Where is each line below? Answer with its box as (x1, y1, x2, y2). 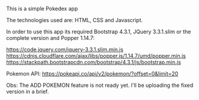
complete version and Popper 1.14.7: (6, 35, 95, 41)
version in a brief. (6, 88, 49, 95)
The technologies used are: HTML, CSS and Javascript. (6, 17, 143, 23)
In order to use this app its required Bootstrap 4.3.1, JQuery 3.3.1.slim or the (6, 28, 191, 35)
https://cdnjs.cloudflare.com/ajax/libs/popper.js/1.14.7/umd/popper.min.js (6, 52, 186, 59)
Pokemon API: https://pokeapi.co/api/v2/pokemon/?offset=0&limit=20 (6, 70, 179, 77)
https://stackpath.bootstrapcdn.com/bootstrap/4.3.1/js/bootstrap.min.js (6, 59, 181, 65)
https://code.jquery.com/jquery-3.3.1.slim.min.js (6, 46, 124, 53)
